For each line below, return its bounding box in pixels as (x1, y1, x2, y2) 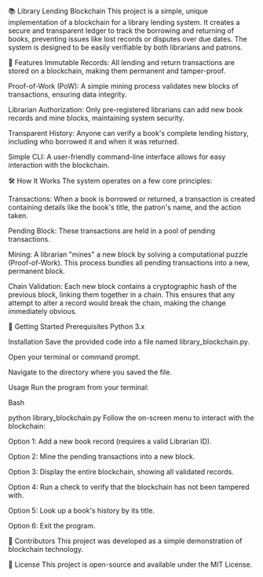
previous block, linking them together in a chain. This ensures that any (8, 290, 236, 299)
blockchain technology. (8, 545, 84, 553)
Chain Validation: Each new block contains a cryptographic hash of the (8, 282, 237, 290)
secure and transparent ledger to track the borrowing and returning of (8, 26, 235, 35)
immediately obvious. (8, 307, 77, 316)
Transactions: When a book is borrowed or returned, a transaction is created (8, 195, 256, 203)
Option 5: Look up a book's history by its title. (8, 506, 155, 515)
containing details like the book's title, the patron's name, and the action (8, 203, 242, 212)
